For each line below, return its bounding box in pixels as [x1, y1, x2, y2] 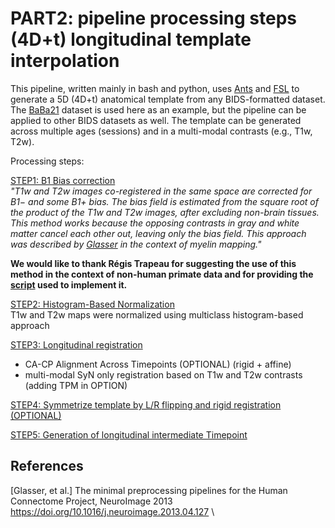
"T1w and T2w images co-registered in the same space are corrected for [10, 185, 313, 197]
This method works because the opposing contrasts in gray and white [10, 217, 300, 229]
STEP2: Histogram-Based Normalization [10, 298, 175, 310]
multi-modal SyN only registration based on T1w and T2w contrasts [24, 368, 303, 381]
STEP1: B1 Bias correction [10, 174, 116, 186]
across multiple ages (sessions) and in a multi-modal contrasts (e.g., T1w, [10, 125, 313, 137]
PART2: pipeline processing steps [10, 7, 297, 30]
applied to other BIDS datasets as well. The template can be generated [10, 114, 302, 126]
